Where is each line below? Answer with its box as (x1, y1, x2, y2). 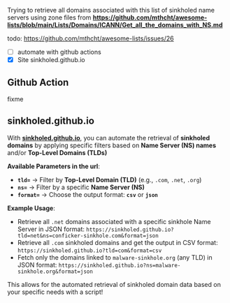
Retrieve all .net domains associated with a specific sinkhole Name (17, 217, 211, 226)
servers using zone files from (7, 13, 92, 22)
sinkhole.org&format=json (17, 268, 93, 275)
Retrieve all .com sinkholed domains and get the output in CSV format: (17, 238, 218, 246)
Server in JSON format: (17, 225, 85, 233)
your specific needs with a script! (7, 288, 103, 296)
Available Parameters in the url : (7, 162, 100, 170)
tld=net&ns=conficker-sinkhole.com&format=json (17, 232, 159, 239)
